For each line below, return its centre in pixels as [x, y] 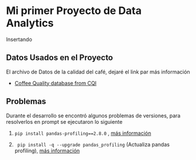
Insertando [19, 39]
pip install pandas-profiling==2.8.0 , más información [83, 133]
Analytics [30, 23]
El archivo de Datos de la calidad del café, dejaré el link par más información [98, 72]
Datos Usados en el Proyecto [60, 58]
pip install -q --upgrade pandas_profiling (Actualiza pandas [93, 144]
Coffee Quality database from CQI [55, 83]
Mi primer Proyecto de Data [74, 11]
